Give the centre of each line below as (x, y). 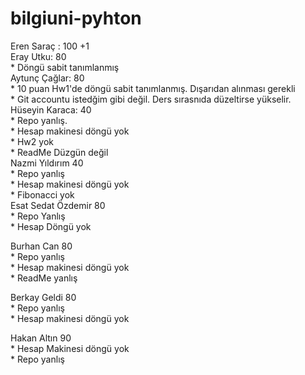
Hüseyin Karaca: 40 (51, 109)
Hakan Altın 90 (41, 338)
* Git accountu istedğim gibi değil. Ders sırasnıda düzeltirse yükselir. (151, 99)
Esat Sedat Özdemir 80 (58, 205)
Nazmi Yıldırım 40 (47, 163)
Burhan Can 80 (41, 246)
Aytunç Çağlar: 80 (47, 78)
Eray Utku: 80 (38, 56)
